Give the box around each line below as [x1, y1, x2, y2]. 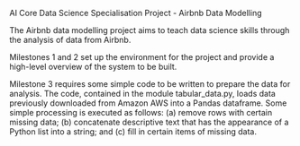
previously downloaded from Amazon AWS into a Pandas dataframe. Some [9, 98, 287, 108]
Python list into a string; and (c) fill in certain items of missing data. [9, 126, 258, 137]
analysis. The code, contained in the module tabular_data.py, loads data [9, 89, 277, 99]
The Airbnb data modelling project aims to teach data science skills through [9, 25, 290, 35]
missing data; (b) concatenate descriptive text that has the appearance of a [9, 116, 289, 127]
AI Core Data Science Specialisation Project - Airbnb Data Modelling [9, 8, 263, 18]
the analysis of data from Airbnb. [9, 35, 132, 45]
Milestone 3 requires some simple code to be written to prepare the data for [9, 79, 291, 89]
